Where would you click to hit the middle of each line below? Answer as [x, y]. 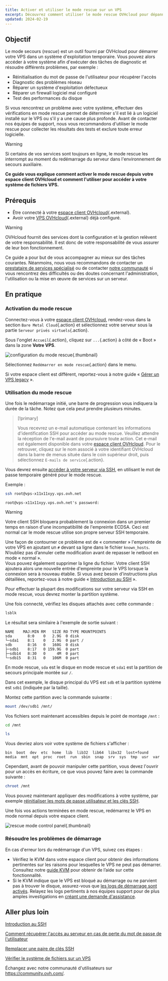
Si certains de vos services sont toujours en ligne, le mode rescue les [77, 154]
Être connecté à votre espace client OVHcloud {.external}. [71, 212]
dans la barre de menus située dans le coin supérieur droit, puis [83, 454]
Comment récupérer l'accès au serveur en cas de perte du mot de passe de [83, 934]
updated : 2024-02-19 [27, 19]
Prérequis [21, 200]
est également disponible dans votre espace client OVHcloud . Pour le [89, 444]
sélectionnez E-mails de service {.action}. [61, 460]
